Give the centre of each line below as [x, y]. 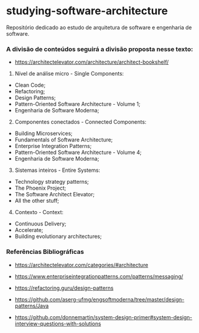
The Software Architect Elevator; [55, 194]
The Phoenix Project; [40, 188]
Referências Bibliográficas [45, 252]
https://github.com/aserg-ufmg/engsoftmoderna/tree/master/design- [99, 299]
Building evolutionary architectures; [58, 237]
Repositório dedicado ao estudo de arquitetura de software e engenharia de [99, 27]
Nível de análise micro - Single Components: [69, 74]
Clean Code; [30, 85]
